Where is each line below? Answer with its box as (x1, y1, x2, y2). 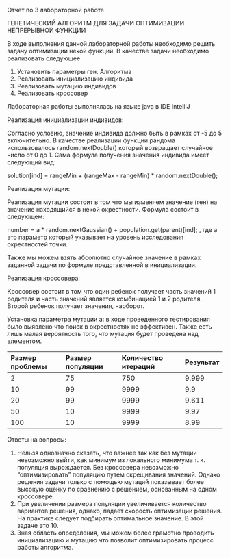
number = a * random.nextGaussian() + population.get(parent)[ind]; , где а (7, 226, 218, 233)
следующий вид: (7, 158, 56, 166)
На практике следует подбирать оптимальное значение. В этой (16, 514, 204, 522)
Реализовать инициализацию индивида (16, 75, 133, 83)
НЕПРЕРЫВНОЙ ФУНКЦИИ (7, 27, 86, 34)
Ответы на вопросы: (7, 435, 67, 444)
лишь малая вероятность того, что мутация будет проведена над (7, 330, 199, 338)
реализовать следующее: (7, 54, 82, 62)
